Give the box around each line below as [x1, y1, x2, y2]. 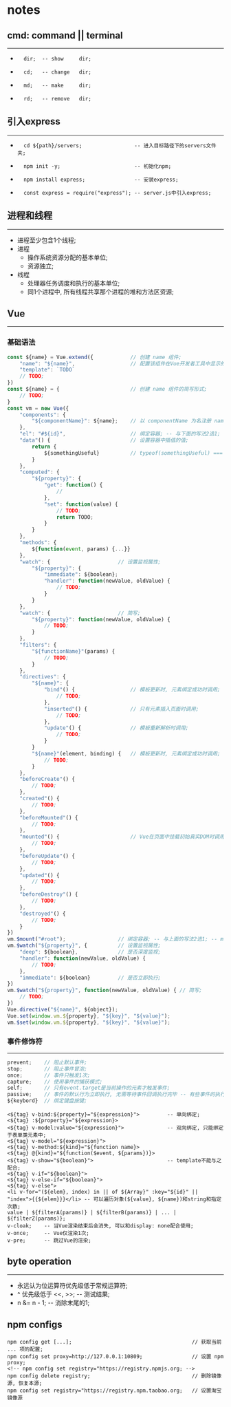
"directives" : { [19, 674, 67, 680]
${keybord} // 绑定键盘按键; [7, 1097, 87, 1104]
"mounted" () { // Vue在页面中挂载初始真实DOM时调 [19, 833, 220, 841]
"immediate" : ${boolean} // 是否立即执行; [19, 974, 162, 981]
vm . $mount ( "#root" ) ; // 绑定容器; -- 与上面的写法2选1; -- [7, 936, 218, 943]
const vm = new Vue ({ [7, 405, 69, 411]
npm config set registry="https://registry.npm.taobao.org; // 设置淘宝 [7, 1387, 222, 1394]
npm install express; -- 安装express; [23, 176, 179, 183]
